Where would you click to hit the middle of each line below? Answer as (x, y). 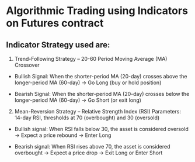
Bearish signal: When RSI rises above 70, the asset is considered (92, 147)
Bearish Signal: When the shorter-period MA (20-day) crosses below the (102, 94)
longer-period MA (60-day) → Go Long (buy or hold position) (88, 82)
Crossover (27, 65)
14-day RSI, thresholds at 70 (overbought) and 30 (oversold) (87, 118)
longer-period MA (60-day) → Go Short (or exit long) (78, 100)
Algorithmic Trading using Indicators (97, 11)
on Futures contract (55, 23)
